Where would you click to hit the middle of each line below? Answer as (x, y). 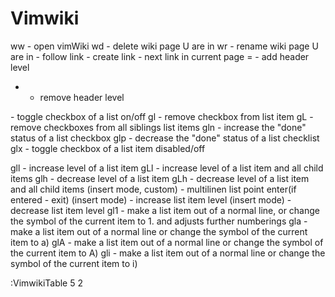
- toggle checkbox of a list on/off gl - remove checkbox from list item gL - (162, 116)
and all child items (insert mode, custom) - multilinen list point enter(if (153, 189)
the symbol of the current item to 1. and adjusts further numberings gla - (159, 221)
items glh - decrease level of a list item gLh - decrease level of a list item (160, 178)
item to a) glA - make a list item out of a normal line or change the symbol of (167, 242)
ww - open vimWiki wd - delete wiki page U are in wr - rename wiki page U (164, 46)
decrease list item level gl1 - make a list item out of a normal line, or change (165, 210)
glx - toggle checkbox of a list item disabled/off (108, 148)
